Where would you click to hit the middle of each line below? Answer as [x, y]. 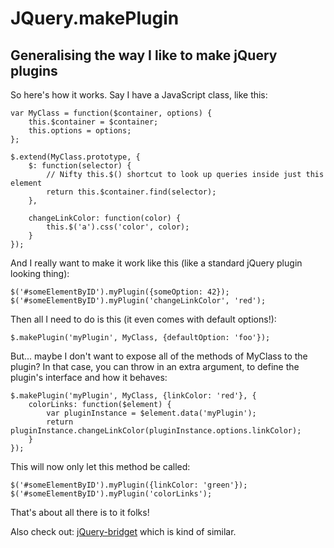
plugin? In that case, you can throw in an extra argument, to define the [155, 366]
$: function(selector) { [80, 166]
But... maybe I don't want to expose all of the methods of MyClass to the [159, 356]
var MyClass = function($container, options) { [111, 113]
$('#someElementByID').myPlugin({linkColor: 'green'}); [129, 485]
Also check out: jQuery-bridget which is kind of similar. [123, 531]
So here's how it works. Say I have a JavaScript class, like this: [139, 95]
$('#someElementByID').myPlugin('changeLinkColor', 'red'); [138, 301]
